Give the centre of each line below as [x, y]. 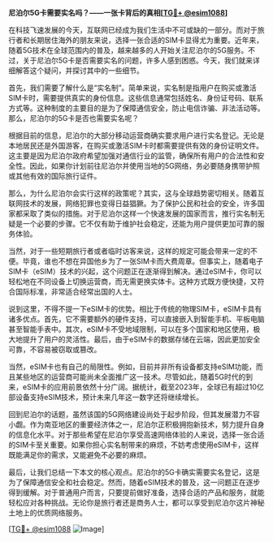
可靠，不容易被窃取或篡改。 [55, 349]
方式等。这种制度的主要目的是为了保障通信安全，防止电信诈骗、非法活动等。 [136, 108]
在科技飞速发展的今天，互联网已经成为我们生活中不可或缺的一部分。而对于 [133, 30]
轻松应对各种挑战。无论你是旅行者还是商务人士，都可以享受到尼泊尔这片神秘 [136, 503]
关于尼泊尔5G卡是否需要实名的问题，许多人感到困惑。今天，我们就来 [138, 60]
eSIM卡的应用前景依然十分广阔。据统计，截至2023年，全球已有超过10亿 [143, 387]
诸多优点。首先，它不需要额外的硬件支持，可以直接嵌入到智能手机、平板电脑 [136, 319]
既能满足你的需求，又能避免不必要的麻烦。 [80, 455]
